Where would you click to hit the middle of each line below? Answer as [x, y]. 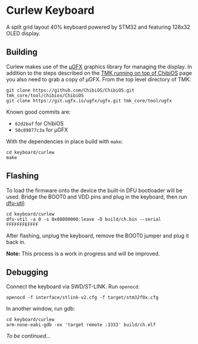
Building [22, 52]
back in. [16, 242]
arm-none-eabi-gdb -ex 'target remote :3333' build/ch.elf [81, 325]
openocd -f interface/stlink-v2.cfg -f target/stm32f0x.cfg [83, 298]
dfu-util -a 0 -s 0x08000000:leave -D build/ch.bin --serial [84, 219]
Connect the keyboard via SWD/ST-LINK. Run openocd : [73, 287]
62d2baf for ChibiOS [39, 123]
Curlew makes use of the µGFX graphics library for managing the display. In [99, 66]
